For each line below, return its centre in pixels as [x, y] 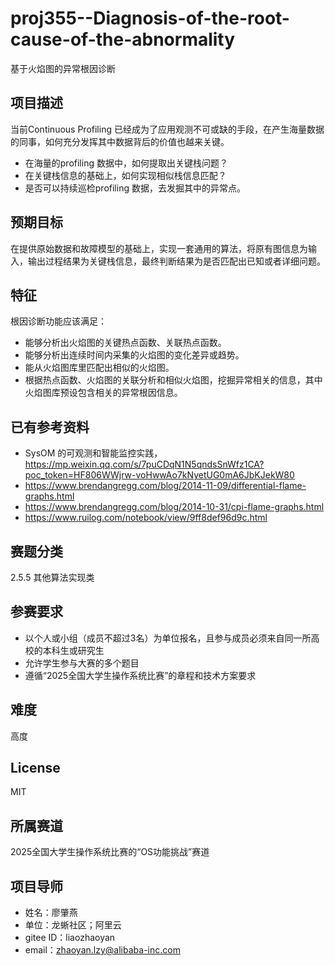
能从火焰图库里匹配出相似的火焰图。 [99, 368]
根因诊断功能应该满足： [58, 321]
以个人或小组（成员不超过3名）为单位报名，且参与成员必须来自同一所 [168, 638]
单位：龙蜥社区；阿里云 [73, 925]
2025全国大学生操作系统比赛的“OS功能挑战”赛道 [110, 852]
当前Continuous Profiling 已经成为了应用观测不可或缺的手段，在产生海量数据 [167, 129]
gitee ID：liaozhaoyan [70, 938]
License [35, 768]
